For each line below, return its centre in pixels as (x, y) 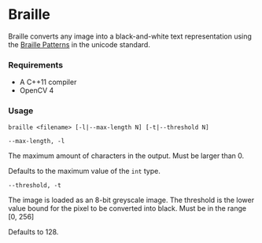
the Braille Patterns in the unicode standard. (79, 44)
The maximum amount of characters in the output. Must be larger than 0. (126, 156)
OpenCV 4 (37, 90)
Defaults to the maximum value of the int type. (85, 171)
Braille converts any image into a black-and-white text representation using (130, 36)
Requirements (36, 64)
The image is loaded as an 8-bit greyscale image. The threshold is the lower (131, 200)
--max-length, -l (37, 141)
